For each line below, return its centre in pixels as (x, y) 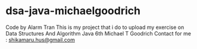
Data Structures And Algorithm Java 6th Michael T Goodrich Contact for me (98, 33)
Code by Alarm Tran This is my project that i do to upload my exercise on (95, 27)
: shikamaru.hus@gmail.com (40, 40)
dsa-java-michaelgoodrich (73, 11)
